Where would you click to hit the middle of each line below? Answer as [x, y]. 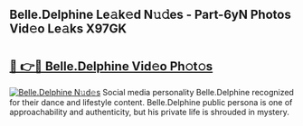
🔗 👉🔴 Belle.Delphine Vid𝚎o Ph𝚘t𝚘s [111, 66]
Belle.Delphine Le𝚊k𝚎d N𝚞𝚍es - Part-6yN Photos [150, 15]
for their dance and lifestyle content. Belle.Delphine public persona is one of [151, 102]
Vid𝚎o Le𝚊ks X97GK [68, 29]
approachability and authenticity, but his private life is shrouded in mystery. [149, 112]
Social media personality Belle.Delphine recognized [198, 92]
